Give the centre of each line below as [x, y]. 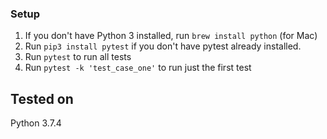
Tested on [42, 98]
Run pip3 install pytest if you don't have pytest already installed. [163, 46]
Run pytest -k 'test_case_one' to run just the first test [138, 68]
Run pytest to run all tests [78, 57]
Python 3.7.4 [36, 123]
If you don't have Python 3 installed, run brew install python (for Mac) [171, 36]
